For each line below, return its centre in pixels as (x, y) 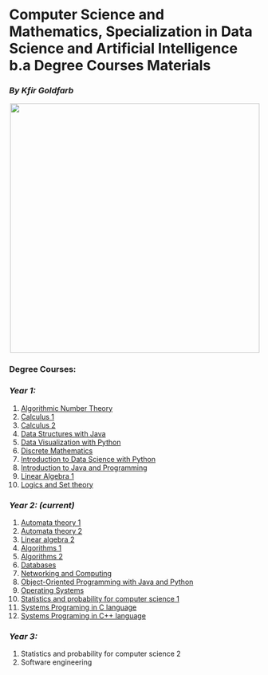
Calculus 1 (37, 416)
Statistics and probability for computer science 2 (101, 654)
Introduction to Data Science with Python (88, 459)
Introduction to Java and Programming (84, 468)
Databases (38, 565)
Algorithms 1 (41, 548)
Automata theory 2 (51, 531)
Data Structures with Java (63, 433)
